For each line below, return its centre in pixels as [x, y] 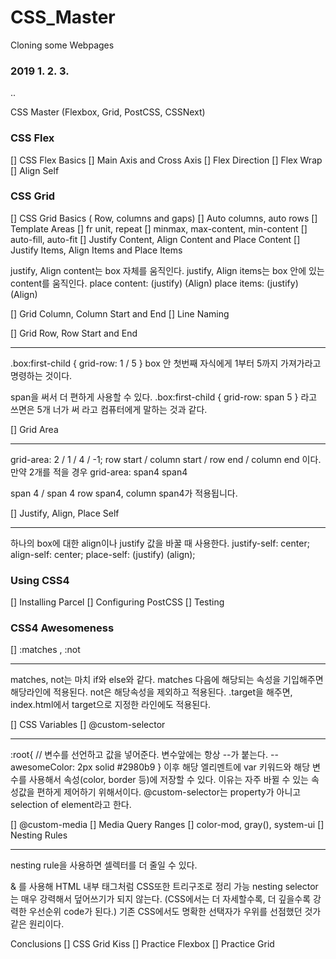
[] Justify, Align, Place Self [65, 513]
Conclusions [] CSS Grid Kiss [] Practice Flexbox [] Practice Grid [142, 944]
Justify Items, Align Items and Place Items [96, 250]
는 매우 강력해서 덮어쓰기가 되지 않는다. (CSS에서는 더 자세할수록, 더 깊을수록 [161, 899]
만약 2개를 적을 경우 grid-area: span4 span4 [99, 472]
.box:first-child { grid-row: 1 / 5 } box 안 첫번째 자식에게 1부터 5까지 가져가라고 [166, 363]
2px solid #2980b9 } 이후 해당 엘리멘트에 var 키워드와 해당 [194, 767]
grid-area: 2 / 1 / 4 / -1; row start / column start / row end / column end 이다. [166, 459]
